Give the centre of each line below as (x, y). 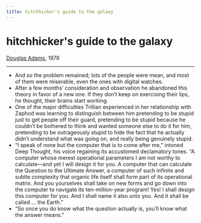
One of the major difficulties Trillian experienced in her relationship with (103, 107)
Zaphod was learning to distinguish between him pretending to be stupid (104, 113)
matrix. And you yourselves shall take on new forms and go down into (101, 183)
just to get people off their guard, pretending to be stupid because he (100, 120)
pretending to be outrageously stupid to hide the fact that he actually (100, 132)
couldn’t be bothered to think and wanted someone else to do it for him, (103, 126)
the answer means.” (39, 215)
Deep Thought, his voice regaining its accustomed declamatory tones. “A (105, 151)
